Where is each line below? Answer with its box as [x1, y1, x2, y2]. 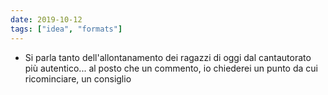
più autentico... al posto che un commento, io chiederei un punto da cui [24, 62, 318, 74]
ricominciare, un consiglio [24, 72, 132, 85]
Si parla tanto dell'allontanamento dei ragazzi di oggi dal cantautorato [24, 51, 312, 63]
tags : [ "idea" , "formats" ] [10, 24, 123, 34]
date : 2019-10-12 [10, 14, 83, 25]
